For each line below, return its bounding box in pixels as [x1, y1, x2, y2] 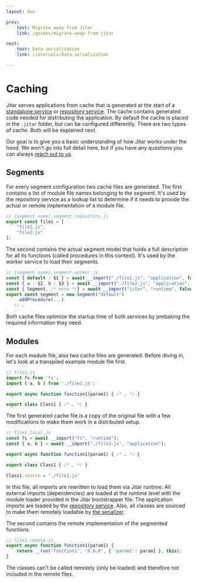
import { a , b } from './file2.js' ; [6, 380, 96, 386]
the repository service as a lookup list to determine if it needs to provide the [6, 195, 189, 203]
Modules [6, 336, 39, 346]
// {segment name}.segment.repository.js [6, 213, 109, 219]
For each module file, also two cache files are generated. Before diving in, [6, 352, 185, 359]
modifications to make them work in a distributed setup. [6, 419, 141, 426]
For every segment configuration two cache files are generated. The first [6, 183, 182, 190]
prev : [6, 19, 19, 25]
